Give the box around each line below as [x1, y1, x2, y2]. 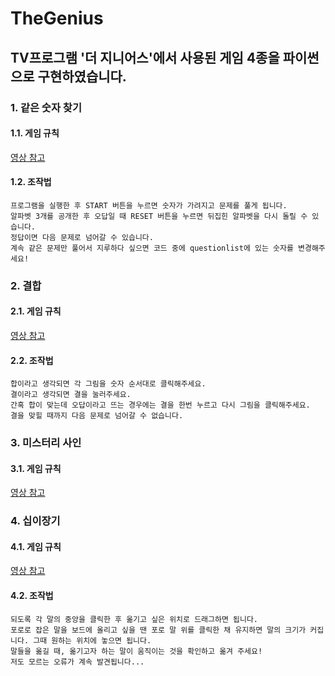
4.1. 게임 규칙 [10, 540, 62, 552]
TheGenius [10, 7, 104, 30]
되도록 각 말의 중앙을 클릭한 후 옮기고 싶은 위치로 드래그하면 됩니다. [10, 614, 258, 624]
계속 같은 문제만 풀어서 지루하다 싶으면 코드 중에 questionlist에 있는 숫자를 [10, 243, 294, 253]
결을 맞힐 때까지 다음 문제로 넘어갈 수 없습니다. [10, 411, 184, 421]
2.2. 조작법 [10, 354, 54, 366]
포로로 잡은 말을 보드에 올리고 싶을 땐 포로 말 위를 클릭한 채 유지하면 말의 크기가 [10, 625, 307, 635]
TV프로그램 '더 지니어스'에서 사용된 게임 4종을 [10, 49, 280, 66]
